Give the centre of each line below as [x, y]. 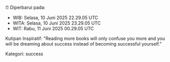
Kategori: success [24, 54]
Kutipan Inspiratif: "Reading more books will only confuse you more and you [85, 38]
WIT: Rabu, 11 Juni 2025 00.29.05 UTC [53, 28]
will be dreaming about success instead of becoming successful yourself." [83, 44]
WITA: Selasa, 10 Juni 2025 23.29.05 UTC [57, 23]
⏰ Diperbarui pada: [26, 7]
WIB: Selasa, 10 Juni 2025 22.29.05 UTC [55, 18]
